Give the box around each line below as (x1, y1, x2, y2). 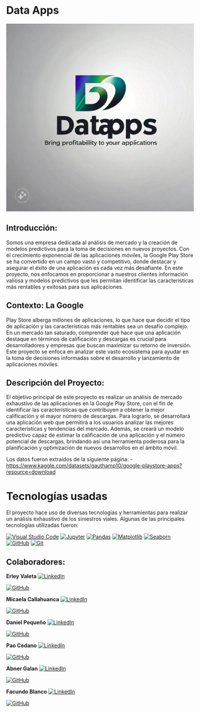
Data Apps (6, 4, 60, 17)
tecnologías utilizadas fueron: (6, 522, 79, 529)
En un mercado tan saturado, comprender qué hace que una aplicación (6, 329, 181, 336)
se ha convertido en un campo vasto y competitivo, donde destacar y (6, 257, 177, 265)
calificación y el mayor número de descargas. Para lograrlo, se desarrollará (6, 412, 190, 420)
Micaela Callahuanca (6, 596, 60, 603)
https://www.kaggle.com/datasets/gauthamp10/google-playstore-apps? (6, 462, 183, 470)
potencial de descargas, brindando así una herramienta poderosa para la (6, 438, 185, 445)
